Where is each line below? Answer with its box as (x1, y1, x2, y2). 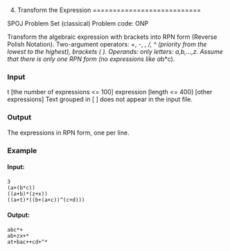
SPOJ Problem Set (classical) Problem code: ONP (7, 19, 149, 27)
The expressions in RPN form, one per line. (7, 128, 130, 137)
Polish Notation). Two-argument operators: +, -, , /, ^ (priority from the (7, 40, 207, 48)
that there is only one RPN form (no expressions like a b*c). (7, 55, 175, 63)
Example (7, 146, 37, 155)
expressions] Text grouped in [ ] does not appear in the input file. (7, 95, 193, 103)
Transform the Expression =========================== (17, 6, 202, 14)
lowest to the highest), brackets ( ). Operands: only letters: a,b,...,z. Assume (7, 48, 223, 55)
